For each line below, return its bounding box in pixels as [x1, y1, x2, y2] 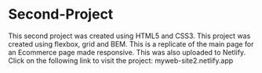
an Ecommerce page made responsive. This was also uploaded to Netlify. [8, 47, 246, 57]
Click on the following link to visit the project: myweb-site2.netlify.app [8, 56, 234, 65]
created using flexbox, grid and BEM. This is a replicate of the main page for [8, 39, 254, 48]
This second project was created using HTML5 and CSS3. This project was [8, 31, 251, 40]
